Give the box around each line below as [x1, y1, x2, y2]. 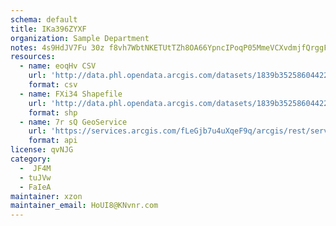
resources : [10, 52, 56, 62]
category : [10, 154, 52, 164]
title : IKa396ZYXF [10, 24, 87, 34]
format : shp [28, 107, 78, 118]
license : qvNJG [10, 145, 74, 155]
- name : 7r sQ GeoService [19, 117, 128, 127]
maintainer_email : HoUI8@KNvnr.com [10, 201, 159, 211]
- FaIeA [19, 182, 52, 192]
